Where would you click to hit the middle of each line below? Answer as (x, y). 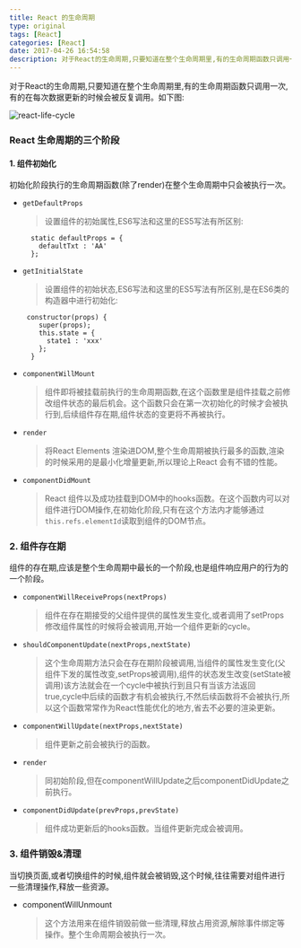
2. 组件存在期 (38, 547)
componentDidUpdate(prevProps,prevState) (100, 811)
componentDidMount (56, 481)
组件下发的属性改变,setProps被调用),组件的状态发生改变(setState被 (168, 674)
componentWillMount (59, 374)
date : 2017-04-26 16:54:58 (60, 51)
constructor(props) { (67, 318)
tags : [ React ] (36, 34)
